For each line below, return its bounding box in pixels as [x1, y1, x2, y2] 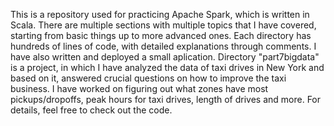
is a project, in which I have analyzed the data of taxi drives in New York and [10, 62, 325, 73]
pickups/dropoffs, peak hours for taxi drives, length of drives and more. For [10, 94, 322, 105]
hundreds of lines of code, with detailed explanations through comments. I [10, 40, 317, 52]
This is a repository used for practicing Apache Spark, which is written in [10, 9, 310, 20]
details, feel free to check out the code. [10, 104, 173, 116]
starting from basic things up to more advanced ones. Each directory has [10, 30, 312, 41]
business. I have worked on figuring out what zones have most [10, 83, 269, 94]
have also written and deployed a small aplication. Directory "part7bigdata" [10, 51, 320, 63]
